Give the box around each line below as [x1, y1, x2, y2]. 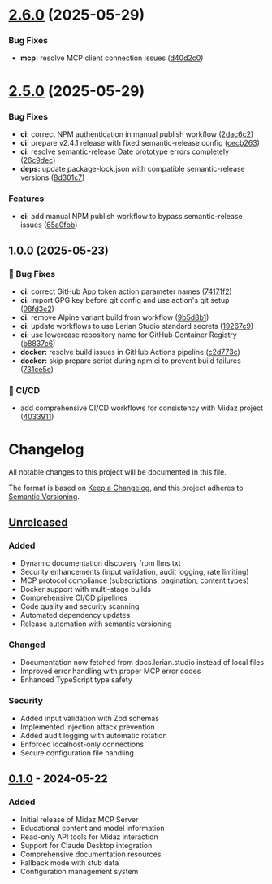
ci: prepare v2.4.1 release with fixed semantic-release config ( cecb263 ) [19, 138, 260, 147]
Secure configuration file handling [19, 748, 134, 758]
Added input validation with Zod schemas [19, 714, 160, 724]
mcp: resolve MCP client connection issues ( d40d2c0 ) [19, 53, 204, 63]
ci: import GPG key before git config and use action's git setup [19, 295, 230, 304]
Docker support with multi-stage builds [19, 584, 152, 593]
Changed [8, 639, 46, 650]
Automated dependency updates [19, 610, 131, 619]
